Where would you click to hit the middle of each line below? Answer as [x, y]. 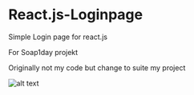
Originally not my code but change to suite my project [97, 67]
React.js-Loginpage [75, 15]
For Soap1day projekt [43, 52]
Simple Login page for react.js [58, 37]
